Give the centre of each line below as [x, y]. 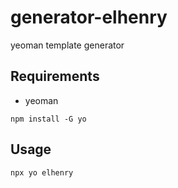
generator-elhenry [89, 17]
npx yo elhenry [42, 172]
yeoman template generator [67, 45]
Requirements [55, 76]
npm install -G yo [48, 119]
